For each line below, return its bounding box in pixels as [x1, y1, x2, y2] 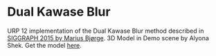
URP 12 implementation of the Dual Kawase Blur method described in [7, 27, 204, 35]
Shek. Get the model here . [7, 41, 82, 49]
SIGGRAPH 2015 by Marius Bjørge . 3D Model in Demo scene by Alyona [7, 33, 210, 42]
